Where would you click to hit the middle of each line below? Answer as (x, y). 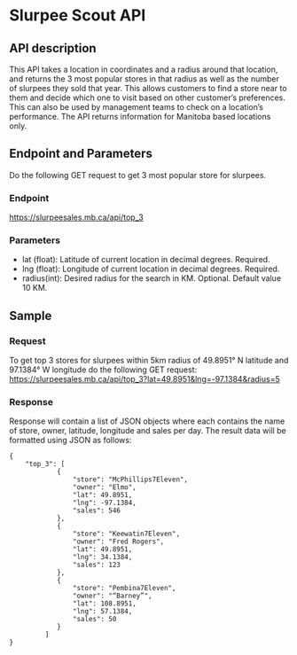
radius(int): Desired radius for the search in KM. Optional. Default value (152, 278)
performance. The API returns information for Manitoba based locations (140, 117)
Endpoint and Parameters (81, 154)
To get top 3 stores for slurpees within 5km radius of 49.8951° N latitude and (149, 361)
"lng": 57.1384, (102, 612)
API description (53, 48)
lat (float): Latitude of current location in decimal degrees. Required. (146, 260)
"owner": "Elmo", (105, 487)
